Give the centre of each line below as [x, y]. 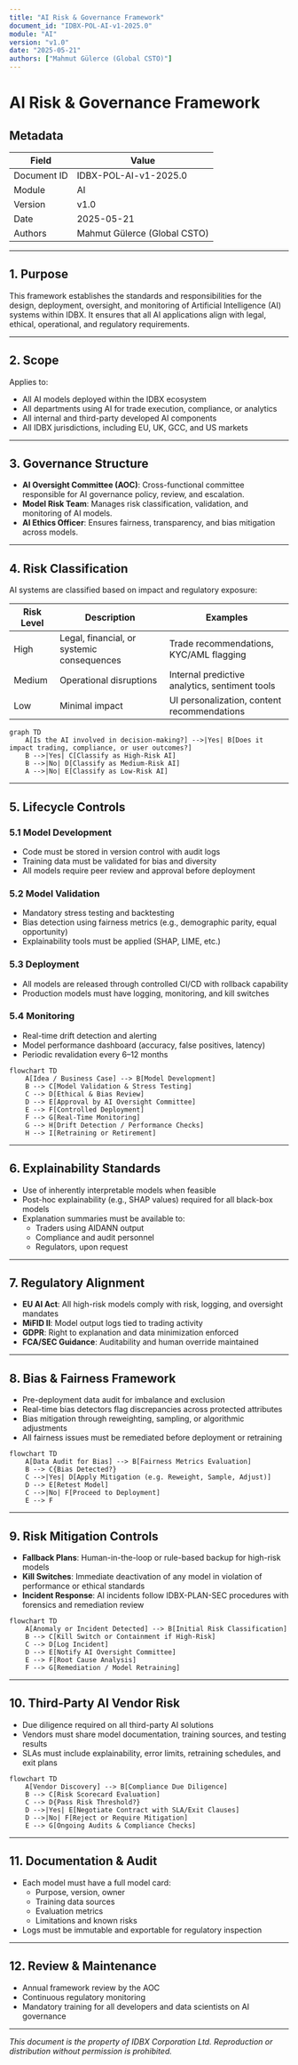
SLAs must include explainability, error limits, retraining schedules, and [151, 1753]
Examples [227, 617]
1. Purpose [39, 274]
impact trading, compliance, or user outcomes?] [101, 748]
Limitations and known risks [86, 1920]
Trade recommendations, [221, 644]
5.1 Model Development [61, 832]
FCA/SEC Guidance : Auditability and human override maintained [140, 1342]
